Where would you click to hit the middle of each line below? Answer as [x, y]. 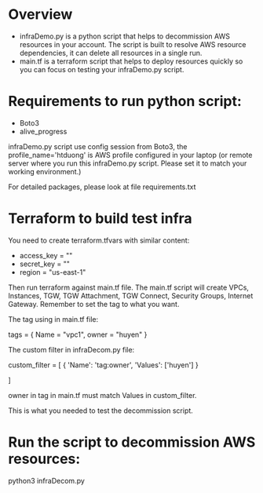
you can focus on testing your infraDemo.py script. [102, 69]
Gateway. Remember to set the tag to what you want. [94, 304]
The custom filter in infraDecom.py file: [71, 349]
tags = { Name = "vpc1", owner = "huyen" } [78, 334]
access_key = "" [46, 255]
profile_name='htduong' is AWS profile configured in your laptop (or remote [130, 155]
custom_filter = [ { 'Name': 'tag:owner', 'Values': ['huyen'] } [103, 365]
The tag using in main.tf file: [53, 319]
